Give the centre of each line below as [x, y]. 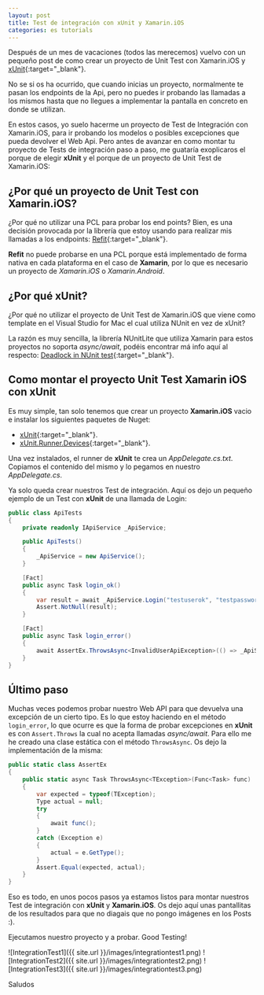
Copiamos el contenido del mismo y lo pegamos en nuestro [104, 466]
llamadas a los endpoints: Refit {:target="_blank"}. [88, 239]
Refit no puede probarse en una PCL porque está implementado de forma [128, 254]
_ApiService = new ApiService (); [91, 556]
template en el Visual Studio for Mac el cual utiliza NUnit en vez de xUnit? [127, 323]
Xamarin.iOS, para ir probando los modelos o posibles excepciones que [124, 133]
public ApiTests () [52, 542]
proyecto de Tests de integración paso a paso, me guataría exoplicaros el [127, 149]
